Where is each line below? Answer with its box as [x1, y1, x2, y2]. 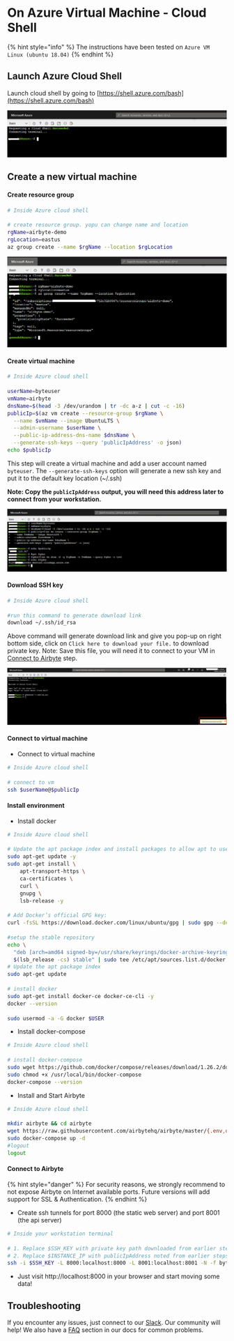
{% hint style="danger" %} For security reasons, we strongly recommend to [7, 1180, 226, 1188]
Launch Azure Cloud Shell [7, 70, 123, 82]
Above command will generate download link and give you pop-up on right [7, 632, 221, 641]
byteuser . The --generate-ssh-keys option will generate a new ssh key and [7, 466, 221, 475]
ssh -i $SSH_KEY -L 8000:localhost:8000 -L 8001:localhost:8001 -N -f [7, 1259, 217, 1266]
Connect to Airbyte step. [7, 654, 78, 663]
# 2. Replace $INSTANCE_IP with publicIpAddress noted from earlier [7, 1252, 210, 1259]
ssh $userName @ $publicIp [7, 786, 79, 793]
